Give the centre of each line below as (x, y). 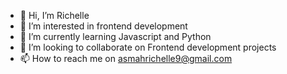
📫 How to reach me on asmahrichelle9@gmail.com (126, 58)
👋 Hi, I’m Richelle (54, 15)
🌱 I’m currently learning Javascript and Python (115, 36)
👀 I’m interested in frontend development (103, 26)
